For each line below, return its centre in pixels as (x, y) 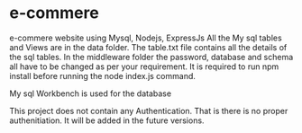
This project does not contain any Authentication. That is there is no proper (149, 111)
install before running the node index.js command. (103, 75)
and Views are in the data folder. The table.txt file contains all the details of (148, 47)
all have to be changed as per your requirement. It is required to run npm (144, 66)
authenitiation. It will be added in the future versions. (107, 120)
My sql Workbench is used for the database (91, 93)
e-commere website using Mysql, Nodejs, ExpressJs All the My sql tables (146, 38)
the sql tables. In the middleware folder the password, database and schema (151, 57)
